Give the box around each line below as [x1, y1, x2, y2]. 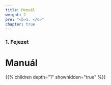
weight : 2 [5, 12, 26, 17]
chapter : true [5, 21, 36, 27]
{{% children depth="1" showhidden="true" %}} [5, 74, 106, 80]
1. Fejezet [5, 39, 29, 46]
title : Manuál [5, 7, 36, 13]
